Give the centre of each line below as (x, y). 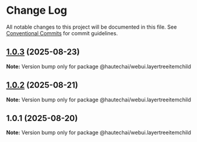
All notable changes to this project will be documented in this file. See (92, 27)
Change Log (37, 10)
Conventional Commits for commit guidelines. (62, 33)
